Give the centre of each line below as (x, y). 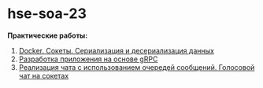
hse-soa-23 (47, 14)
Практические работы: (48, 35)
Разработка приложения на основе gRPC (88, 59)
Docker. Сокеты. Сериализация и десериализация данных (116, 50)
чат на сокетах (44, 75)
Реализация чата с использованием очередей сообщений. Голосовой (137, 67)
